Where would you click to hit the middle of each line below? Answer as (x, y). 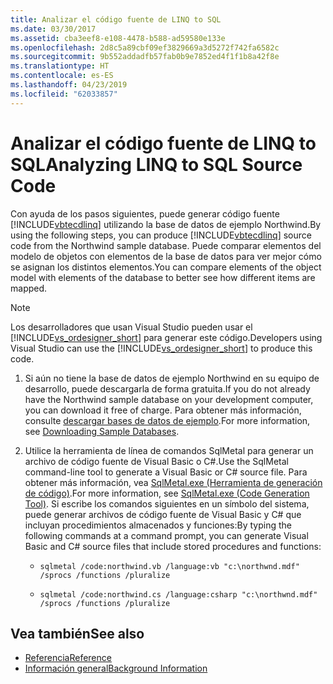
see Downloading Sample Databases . (102, 431)
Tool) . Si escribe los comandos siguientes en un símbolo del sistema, (167, 503)
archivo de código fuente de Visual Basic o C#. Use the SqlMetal (156, 461)
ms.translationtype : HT (60, 66)
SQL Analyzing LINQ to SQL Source (156, 164)
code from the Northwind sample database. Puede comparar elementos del (166, 245)
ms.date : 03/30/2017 (53, 29)
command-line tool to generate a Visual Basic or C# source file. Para (166, 472)
